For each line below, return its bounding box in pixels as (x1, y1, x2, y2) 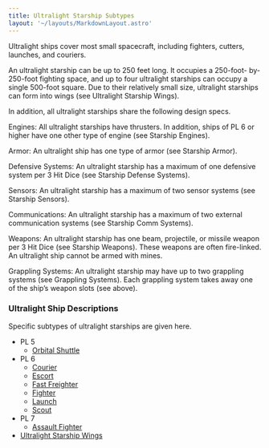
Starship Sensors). (8, 194, 70, 204)
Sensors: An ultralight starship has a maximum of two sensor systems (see (8, 185, 255, 195)
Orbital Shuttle (31, 345, 80, 355)
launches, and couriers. (8, 50, 87, 59)
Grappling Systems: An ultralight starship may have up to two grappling (8, 266, 244, 276)
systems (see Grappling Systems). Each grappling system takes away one (8, 274, 253, 285)
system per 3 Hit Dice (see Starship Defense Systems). (8, 170, 190, 180)
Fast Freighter (31, 379, 79, 389)
